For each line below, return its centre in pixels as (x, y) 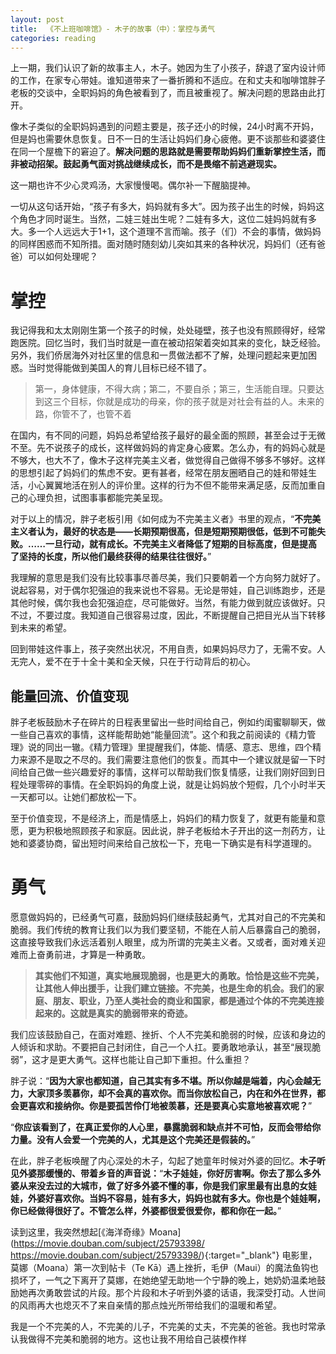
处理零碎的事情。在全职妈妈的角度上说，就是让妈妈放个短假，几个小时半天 (172, 785)
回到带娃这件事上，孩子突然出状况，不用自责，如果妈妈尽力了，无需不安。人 (168, 649)
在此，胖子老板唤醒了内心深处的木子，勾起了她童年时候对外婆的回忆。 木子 (163, 1161)
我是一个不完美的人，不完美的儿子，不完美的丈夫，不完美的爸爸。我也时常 (163, 1327)
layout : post (37, 19)
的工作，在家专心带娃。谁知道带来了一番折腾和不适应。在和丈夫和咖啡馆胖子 (168, 80)
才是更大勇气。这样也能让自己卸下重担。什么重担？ (146, 1060)
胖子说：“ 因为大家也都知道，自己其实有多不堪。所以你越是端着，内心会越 (161, 1081)
